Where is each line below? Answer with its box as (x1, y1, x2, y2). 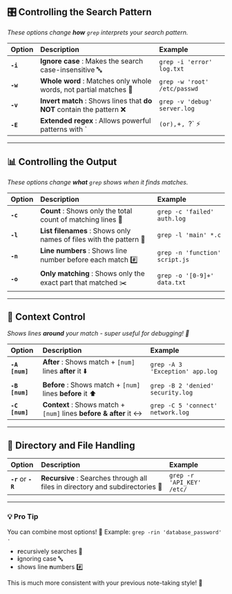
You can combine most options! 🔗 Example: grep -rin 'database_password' (7, 528, 222, 536)
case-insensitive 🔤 (40, 65, 102, 75)
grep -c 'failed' (157, 207, 214, 215)
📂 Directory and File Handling (7, 439, 135, 451)
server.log (159, 104, 195, 113)
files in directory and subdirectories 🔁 (41, 482, 163, 492)
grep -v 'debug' (159, 97, 213, 106)
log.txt (159, 65, 184, 73)
